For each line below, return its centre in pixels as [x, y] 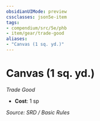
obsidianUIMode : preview [36, 11]
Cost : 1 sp [27, 101]
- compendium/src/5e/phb [36, 28]
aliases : [17, 39]
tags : [13, 22]
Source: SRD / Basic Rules [38, 112]
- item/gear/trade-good [35, 33]
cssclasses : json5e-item [36, 17]
